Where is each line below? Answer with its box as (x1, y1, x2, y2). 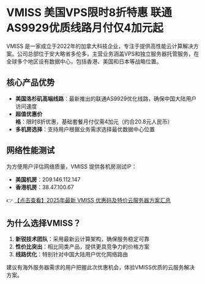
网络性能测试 (6, 145, 55, 156)
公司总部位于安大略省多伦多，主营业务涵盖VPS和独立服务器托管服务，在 (17, 50, 199, 57)
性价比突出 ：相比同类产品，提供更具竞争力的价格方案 (15, 243, 150, 250)
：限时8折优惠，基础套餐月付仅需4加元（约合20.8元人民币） (20, 118, 173, 125)
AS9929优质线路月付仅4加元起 (6, 21, 163, 35)
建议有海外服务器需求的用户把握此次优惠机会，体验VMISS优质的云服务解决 (6, 264, 195, 271)
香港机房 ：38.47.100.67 (15, 183, 75, 191)
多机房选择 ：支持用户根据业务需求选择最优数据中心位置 (15, 125, 155, 132)
